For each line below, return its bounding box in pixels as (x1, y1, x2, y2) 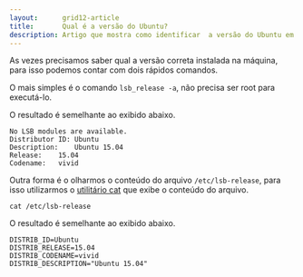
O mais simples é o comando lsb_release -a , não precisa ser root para (9, 83, 275, 94)
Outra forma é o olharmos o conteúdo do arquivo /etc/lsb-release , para (9, 174, 281, 186)
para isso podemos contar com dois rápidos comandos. (9, 64, 219, 75)
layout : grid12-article (9, 13, 120, 23)
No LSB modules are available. (9, 127, 128, 136)
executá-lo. (9, 92, 53, 103)
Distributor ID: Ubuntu (9, 135, 100, 144)
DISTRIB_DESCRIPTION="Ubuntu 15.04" (9, 260, 148, 269)
